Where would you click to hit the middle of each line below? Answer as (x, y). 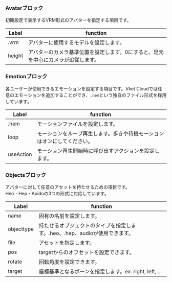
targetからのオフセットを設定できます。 (87, 252)
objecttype (21, 229)
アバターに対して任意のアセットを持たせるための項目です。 (68, 187)
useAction (20, 154)
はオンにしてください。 (65, 141)
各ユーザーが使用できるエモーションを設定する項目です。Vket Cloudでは (82, 88)
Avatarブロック (24, 8)
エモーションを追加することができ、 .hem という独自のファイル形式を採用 (90, 95)
